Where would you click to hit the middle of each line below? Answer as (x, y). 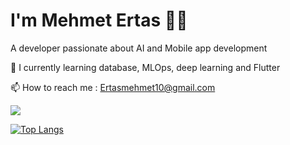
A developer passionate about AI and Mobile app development (139, 48)
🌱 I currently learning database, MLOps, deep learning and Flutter (145, 67)
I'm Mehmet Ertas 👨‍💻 (99, 20)
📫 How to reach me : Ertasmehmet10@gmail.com (113, 87)
